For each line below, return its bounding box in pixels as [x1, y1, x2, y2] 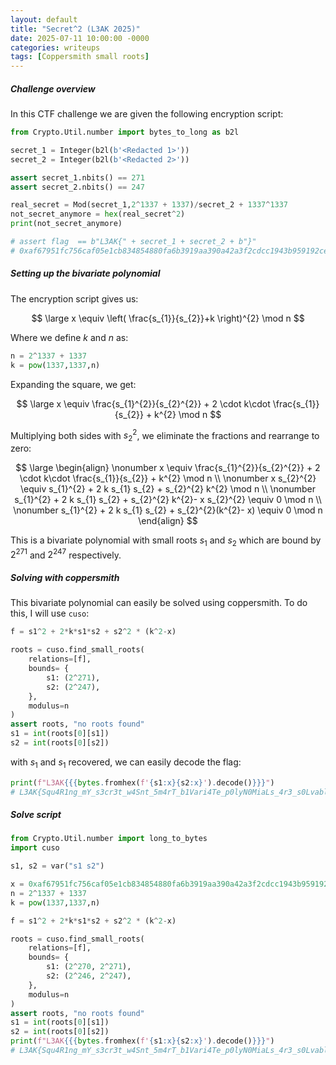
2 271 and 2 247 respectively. [10, 547, 122, 561]
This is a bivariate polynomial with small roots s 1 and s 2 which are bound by [10, 534, 322, 548]
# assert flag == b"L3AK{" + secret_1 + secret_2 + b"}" [10, 237, 257, 247]
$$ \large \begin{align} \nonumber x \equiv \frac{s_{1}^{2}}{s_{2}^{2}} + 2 [15, 462, 321, 474]
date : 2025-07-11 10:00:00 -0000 [10, 33, 150, 43]
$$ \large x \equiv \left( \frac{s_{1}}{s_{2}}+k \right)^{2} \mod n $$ [31, 312, 305, 324]
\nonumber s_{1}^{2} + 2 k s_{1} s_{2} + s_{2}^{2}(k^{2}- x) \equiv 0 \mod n [13, 504, 323, 516]
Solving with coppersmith [10, 572, 120, 584]
